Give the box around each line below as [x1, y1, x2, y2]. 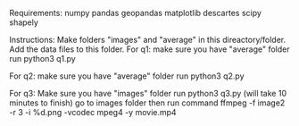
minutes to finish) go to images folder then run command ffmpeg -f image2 [9, 97, 286, 108]
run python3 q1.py [9, 54, 76, 63]
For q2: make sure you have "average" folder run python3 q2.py [9, 71, 245, 81]
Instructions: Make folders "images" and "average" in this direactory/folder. [9, 35, 287, 45]
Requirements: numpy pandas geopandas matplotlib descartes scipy [9, 8, 262, 18]
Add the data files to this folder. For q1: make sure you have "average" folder [9, 44, 290, 55]
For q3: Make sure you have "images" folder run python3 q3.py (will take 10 [9, 88, 287, 98]
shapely [9, 17, 38, 28]
